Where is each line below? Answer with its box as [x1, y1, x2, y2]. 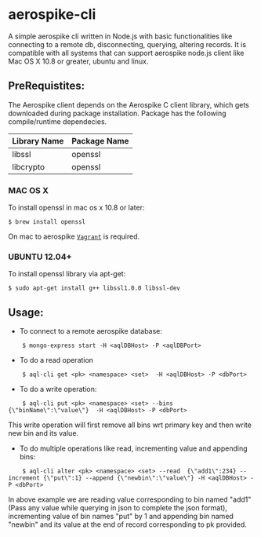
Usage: [8, 305, 45, 319]
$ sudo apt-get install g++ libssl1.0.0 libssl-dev [8, 284, 180, 292]
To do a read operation [19, 356, 94, 365]
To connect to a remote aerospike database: [19, 327, 163, 336]
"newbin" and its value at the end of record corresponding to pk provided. [8, 520, 247, 529]
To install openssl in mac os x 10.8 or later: [8, 203, 145, 213]
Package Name [71, 135, 129, 146]
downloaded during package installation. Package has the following [8, 108, 227, 118]
